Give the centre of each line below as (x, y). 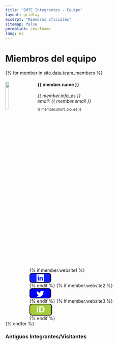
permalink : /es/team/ (28, 29)
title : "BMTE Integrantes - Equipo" (44, 10)
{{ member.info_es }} (59, 96)
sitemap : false (21, 24)
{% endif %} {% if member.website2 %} (71, 286)
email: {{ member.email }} (64, 101)
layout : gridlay (22, 15)
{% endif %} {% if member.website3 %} (71, 301)
